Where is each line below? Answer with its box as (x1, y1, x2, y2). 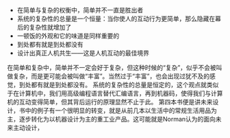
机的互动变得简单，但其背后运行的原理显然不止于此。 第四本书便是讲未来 (7, 98, 213, 106)
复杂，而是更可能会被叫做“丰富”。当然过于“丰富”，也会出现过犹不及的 (12, 72, 210, 80)
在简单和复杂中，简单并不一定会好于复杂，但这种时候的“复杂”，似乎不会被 (7, 64, 217, 71)
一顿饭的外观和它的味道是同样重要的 (16, 32, 120, 40)
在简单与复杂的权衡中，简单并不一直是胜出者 (16, 6, 144, 14)
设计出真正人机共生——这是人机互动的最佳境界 (16, 49, 149, 57)
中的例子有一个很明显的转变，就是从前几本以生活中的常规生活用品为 (25, 106, 217, 115)
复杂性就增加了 (29, 23, 72, 31)
